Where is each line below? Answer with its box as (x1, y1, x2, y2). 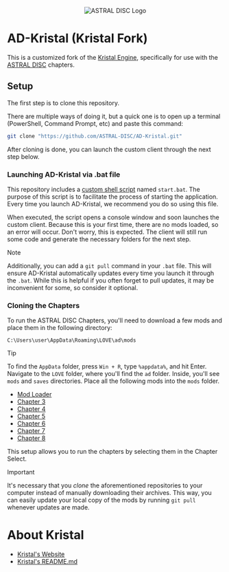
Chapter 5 (16, 412, 46, 421)
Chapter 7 (16, 427, 46, 435)
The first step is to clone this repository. (7, 98, 120, 107)
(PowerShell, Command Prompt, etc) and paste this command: (7, 119, 184, 127)
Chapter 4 (16, 405, 46, 413)
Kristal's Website (16, 550, 65, 558)
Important (7, 468, 35, 476)
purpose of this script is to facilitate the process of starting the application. (7, 192, 218, 201)
